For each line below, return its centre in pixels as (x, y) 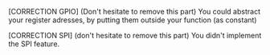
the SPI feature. (34, 44)
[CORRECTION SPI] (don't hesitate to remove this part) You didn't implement (135, 35)
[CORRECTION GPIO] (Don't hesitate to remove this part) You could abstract (135, 12)
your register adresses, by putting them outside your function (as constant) (133, 20)
